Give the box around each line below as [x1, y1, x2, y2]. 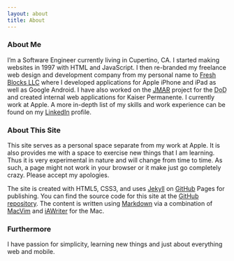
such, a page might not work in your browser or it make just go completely [7, 164, 221, 172]
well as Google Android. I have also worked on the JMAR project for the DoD [7, 85, 227, 94]
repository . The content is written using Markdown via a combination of [7, 199, 213, 208]
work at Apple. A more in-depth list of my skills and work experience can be [7, 100, 226, 108]
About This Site [7, 125, 61, 135]
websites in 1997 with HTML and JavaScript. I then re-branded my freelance [7, 63, 227, 71]
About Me [7, 40, 42, 50]
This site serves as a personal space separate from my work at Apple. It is [7, 141, 220, 150]
